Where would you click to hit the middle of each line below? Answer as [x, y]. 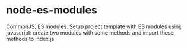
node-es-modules [52, 10]
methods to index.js [30, 39]
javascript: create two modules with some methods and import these [90, 32]
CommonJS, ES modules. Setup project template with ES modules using [94, 26]
